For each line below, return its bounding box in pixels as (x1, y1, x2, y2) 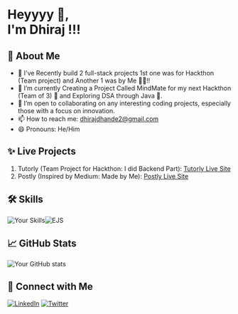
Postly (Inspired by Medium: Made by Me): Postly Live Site (17, 172, 189, 180)
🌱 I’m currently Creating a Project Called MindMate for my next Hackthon (17, 84, 232, 92)
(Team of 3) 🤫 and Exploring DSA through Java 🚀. (17, 92, 163, 100)
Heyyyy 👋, (7, 6, 70, 23)
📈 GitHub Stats (7, 238, 77, 250)
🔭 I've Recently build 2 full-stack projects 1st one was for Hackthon (17, 69, 215, 77)
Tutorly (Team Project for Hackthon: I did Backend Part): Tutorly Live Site (17, 164, 231, 173)
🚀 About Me (7, 50, 60, 62)
